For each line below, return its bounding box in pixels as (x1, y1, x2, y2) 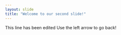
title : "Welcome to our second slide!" (5, 12, 86, 16)
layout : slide (5, 7, 34, 12)
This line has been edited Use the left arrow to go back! (5, 24, 117, 30)
